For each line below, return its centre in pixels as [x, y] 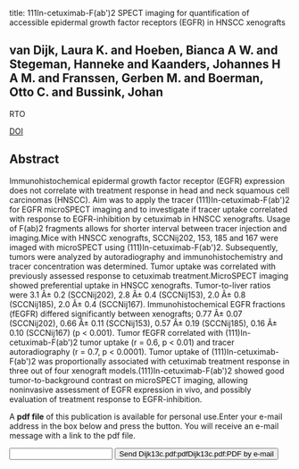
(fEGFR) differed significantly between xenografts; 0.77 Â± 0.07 [126, 314]
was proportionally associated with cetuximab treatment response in [164, 361]
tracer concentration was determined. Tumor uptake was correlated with [143, 266]
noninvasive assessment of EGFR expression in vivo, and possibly [130, 389]
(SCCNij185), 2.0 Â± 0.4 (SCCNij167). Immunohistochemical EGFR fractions [147, 304]
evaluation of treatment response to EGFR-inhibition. [106, 399]
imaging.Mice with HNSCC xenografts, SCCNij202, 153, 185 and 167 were [144, 238]
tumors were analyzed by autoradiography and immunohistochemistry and [146, 256]
